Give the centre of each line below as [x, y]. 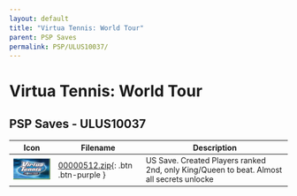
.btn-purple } [82, 174]
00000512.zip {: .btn [95, 165]
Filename [98, 147]
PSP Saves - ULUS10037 [78, 124]
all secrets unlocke [179, 179]
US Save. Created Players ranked [206, 160]
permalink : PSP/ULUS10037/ [59, 47]
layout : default [39, 19]
